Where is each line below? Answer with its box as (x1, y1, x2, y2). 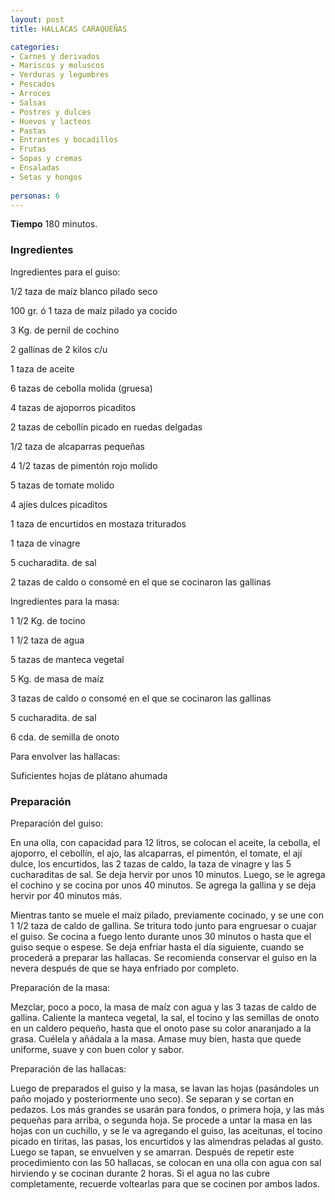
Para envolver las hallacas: (10, 750, 121, 762)
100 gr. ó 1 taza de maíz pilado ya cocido (10, 304, 178, 316)
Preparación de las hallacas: (10, 1062, 127, 1075)
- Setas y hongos (10, 172, 83, 182)
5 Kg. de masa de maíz (10, 672, 105, 685)
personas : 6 (10, 191, 60, 201)
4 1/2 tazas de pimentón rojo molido (10, 459, 158, 471)
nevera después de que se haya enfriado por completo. (10, 962, 240, 974)
